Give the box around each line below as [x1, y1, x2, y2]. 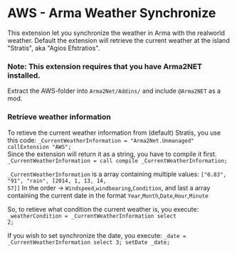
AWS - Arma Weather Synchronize [7, 5, 216, 21]
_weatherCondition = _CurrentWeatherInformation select [7, 212, 177, 220]
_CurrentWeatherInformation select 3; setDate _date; [7, 239, 171, 246]
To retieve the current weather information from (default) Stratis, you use [7, 128, 221, 137]
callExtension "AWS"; [7, 143, 72, 150]
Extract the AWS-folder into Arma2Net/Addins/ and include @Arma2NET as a [7, 87, 221, 95]
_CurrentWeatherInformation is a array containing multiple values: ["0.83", [7, 170, 227, 178]
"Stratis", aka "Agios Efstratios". [7, 43, 100, 52]
